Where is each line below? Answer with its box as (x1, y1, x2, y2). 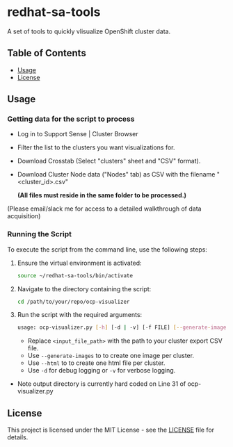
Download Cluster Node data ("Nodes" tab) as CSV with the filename (17, 170, 216, 179)
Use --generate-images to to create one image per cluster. (27, 352, 195, 360)
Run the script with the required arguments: (17, 311, 143, 319)
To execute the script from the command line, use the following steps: (7, 245, 207, 254)
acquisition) (7, 212, 41, 220)
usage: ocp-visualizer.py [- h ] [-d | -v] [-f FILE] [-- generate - (17, 324, 211, 331)
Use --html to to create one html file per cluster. (27, 359, 166, 367)
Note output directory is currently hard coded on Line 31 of (17, 380, 186, 388)
